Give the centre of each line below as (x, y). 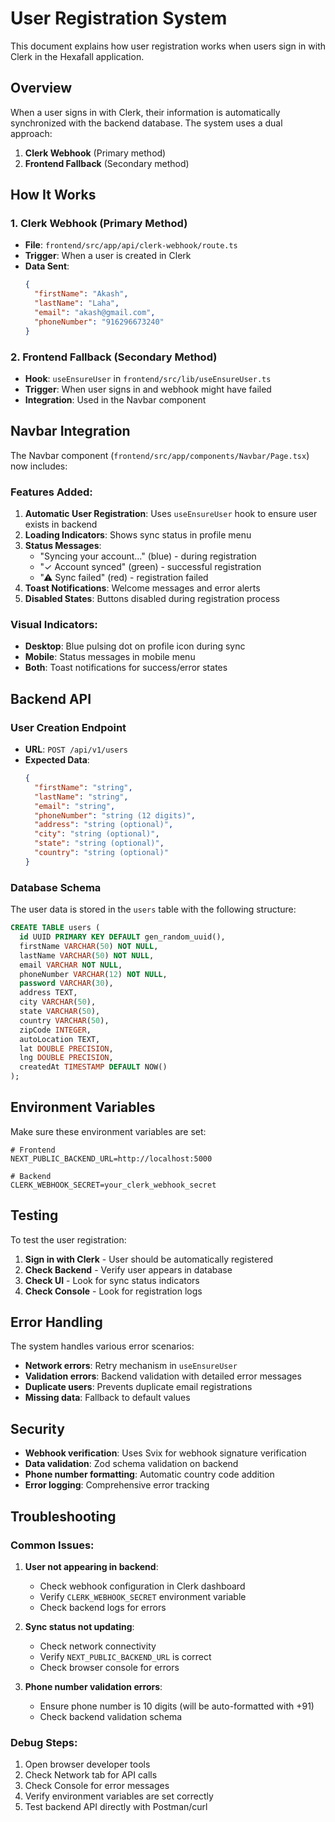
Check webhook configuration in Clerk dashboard (142, 1586)
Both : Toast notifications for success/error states (126, 668)
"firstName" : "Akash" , (81, 294)
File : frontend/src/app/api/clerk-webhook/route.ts (131, 245)
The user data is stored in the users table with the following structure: (153, 909)
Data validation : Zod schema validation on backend (131, 1464)
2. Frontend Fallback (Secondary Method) (114, 357)
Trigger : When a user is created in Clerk (108, 256)
